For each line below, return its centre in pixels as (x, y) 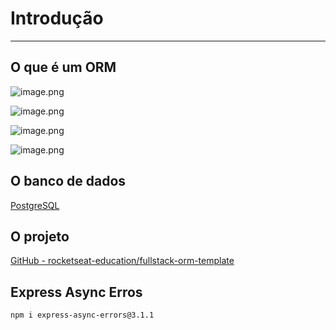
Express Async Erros (76, 292)
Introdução (57, 18)
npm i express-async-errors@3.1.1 (82, 315)
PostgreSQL (35, 205)
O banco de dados (68, 181)
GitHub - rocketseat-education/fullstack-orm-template (122, 261)
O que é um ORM (63, 67)
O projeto (40, 236)
